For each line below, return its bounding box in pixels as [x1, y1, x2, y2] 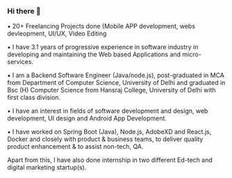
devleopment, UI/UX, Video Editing [7, 29, 107, 38]
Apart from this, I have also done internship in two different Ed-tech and [7, 156, 213, 164]
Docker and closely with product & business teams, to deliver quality [7, 135, 204, 143]
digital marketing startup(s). [7, 163, 87, 172]
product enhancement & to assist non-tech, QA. [7, 143, 144, 151]
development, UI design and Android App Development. [7, 114, 167, 122]
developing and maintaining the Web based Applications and [7, 50, 181, 58]
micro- [182, 50, 201, 58]
